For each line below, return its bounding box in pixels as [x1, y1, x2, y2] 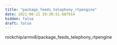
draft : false [5, 21, 32, 26]
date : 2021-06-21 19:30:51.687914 [5, 12, 76, 17]
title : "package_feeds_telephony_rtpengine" [5, 7, 97, 12]
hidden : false [5, 16, 34, 21]
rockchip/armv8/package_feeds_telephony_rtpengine [5, 34, 112, 40]
